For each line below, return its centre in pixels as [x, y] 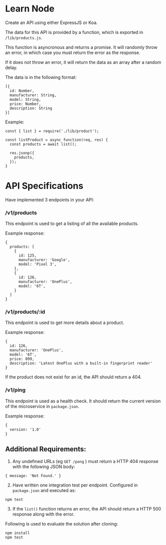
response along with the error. [43, 514]
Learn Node [30, 9]
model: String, [25, 99]
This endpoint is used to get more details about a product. [65, 322]
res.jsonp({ [22, 153]
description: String [31, 108]
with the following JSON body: [44, 466]
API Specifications [44, 186]
